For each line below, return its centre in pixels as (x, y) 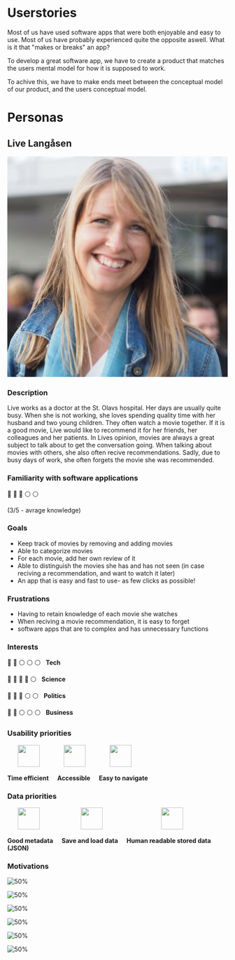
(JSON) (18, 848)
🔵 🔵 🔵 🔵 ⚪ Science (37, 679)
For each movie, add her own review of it (76, 558)
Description (28, 392)
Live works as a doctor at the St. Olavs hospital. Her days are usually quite (114, 408)
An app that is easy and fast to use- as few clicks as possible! (106, 580)
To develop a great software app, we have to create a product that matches (116, 60)
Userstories (42, 13)
